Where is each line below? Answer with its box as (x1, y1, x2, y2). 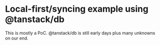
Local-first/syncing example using (5, 3, 149, 15)
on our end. (5, 35, 28, 41)
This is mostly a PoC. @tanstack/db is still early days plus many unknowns (5, 30, 156, 36)
